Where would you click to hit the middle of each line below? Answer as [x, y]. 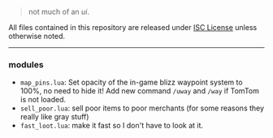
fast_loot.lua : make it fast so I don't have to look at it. [112, 126]
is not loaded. [43, 100]
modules [26, 64]
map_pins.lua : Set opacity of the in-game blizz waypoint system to [131, 82]
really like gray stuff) [54, 117]
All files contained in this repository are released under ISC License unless [133, 27]
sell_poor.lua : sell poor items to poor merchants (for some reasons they [142, 108]
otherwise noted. [37, 36]
